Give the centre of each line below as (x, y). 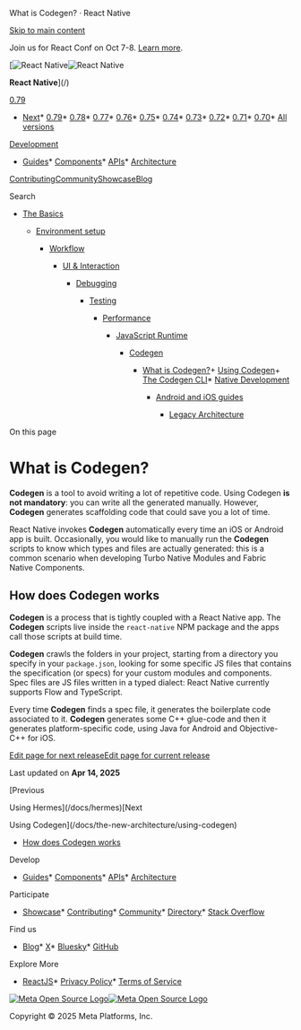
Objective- (258, 728)
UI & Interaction (91, 266)
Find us (23, 929)
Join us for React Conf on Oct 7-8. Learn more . (96, 48)
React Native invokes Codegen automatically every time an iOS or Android (146, 529)
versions (38, 127)
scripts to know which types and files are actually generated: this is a (137, 548)
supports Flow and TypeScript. (66, 692)
